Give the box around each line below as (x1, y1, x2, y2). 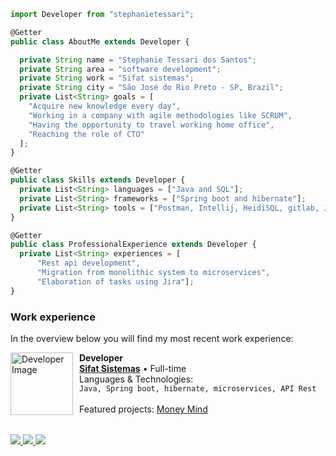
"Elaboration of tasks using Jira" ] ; (36, 276, 195, 287)
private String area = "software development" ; (19, 64, 222, 74)
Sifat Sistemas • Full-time (79, 363, 187, 375)
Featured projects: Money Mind (79, 403, 208, 415)
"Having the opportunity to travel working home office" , (28, 120, 275, 130)
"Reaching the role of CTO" (28, 129, 145, 139)
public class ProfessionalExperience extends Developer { (10, 240, 257, 250)
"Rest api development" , (36, 258, 141, 269)
